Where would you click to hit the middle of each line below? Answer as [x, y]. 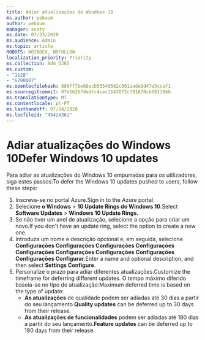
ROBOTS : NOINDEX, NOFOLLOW [41, 52]
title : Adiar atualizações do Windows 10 [60, 12]
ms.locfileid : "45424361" [39, 115]
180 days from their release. [59, 330]
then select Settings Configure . [55, 265]
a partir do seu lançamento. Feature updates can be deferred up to [108, 324]
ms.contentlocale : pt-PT [38, 103]
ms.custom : [20, 69]
